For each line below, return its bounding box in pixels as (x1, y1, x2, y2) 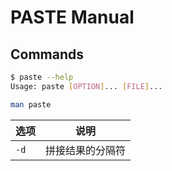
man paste (10, 99, 52, 110)
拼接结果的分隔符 (45, 143, 127, 157)
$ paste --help (10, 72, 74, 82)
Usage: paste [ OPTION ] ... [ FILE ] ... (10, 81, 163, 91)
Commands (10, 46, 85, 63)
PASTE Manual (10, 6, 135, 29)
